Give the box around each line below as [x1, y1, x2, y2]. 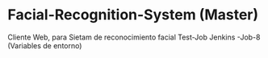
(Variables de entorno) [7, 40, 82, 50]
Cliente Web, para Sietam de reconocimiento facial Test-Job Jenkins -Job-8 [7, 32, 261, 42]
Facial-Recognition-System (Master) [7, 6, 259, 24]
